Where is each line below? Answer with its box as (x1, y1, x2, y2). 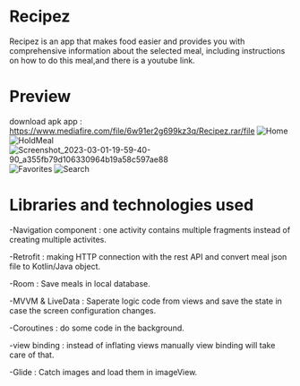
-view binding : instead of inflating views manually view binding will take (9, 339, 276, 350)
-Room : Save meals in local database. (9, 278, 150, 288)
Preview (9, 87, 72, 107)
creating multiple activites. (9, 234, 107, 244)
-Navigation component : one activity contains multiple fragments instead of (9, 224, 291, 235)
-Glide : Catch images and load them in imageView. (9, 366, 198, 377)
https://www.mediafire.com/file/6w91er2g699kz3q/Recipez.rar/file (9, 125, 255, 136)
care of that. (9, 349, 55, 360)
